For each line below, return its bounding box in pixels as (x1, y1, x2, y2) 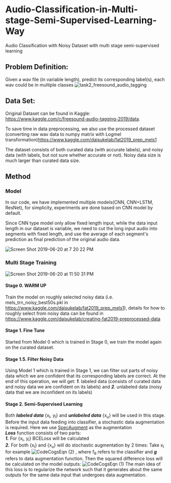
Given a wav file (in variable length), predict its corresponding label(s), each (5, 76, 165, 83)
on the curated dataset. (5, 344, 55, 350)
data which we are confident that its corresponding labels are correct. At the (5, 373, 166, 379)
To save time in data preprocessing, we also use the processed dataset (5, 126, 155, 132)
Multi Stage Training (5, 259, 57, 266)
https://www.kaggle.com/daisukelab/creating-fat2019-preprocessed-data (5, 315, 161, 321)
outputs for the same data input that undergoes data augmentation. (5, 472, 147, 478)
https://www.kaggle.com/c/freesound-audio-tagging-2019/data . (5, 115, 140, 122)
